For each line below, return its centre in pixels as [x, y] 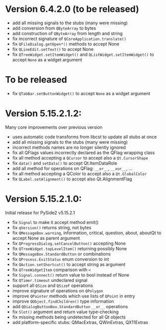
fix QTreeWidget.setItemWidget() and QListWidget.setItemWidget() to [83, 54]
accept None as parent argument [46, 238]
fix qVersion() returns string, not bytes [52, 227]
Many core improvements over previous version [54, 127]
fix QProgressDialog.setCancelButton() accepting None [69, 243]
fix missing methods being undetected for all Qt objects [69, 317]
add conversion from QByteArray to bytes [54, 28]
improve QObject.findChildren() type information [63, 301]
